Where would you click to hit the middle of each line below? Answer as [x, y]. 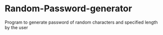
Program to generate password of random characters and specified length [81, 22]
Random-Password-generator [68, 9]
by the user [16, 27]
